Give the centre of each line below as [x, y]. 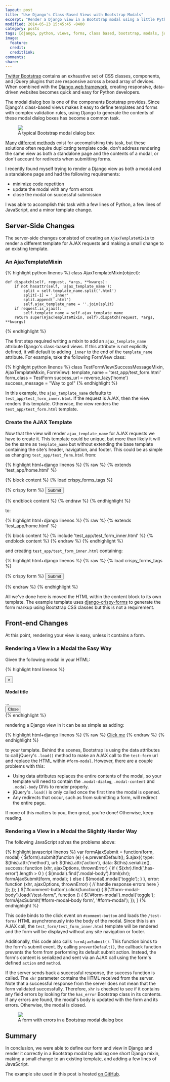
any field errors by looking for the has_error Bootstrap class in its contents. [83, 994]
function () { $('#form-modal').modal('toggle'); [107, 895]
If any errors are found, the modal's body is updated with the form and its [82, 1000]
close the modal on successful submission [57, 195]
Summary [21, 1036]
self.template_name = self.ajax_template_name [73, 313]
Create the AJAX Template [39, 422]
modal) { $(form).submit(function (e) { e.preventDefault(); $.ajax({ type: [80, 857]
